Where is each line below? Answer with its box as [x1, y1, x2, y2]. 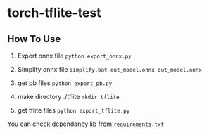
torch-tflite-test [7, 5, 101, 21]
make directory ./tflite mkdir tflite [17, 93, 120, 101]
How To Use [7, 33, 61, 45]
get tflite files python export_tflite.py [17, 106, 130, 114]
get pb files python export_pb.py [17, 79, 113, 87]
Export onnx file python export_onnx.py [17, 51, 132, 60]
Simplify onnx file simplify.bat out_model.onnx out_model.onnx [17, 65, 203, 73]
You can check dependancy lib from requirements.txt [7, 120, 164, 128]
